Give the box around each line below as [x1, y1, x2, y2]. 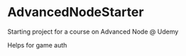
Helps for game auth [7, 41, 67, 49]
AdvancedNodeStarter [7, 4, 144, 20]
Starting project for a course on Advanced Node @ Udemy [7, 27, 179, 36]
